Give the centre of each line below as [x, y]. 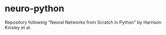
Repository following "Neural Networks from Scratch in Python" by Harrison [83, 22]
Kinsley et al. [18, 27]
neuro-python [35, 9]
